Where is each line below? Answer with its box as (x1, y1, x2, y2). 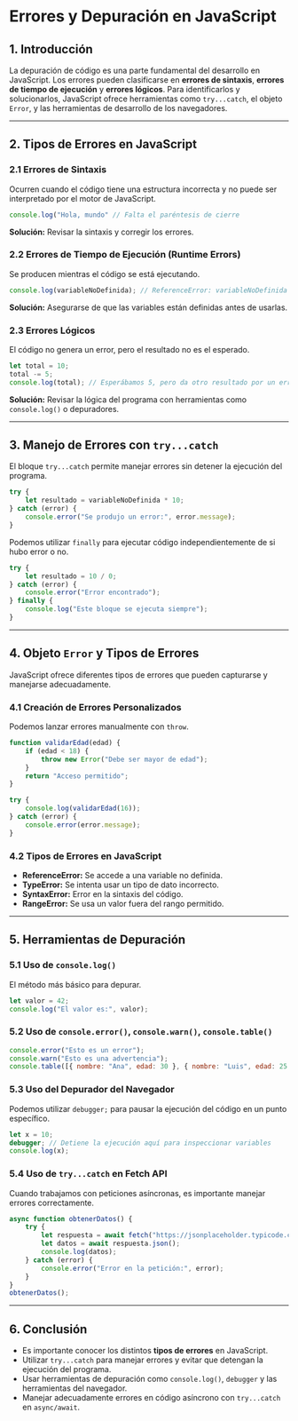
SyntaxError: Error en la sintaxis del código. (21, 889, 184, 899)
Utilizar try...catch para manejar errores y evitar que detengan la (21, 1354, 263, 1365)
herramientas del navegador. (21, 1383, 128, 1393)
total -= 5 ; (9, 369, 53, 378)
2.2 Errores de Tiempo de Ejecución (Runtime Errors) (9, 249, 241, 261)
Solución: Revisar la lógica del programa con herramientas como (9, 393, 247, 405)
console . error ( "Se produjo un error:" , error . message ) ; (25, 512, 237, 521)
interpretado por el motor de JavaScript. (9, 193, 157, 203)
